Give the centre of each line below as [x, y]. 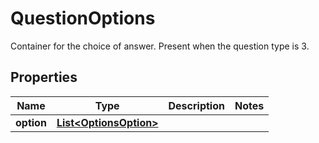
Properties [44, 77]
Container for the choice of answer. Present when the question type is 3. [160, 46]
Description [196, 105]
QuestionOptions [83, 18]
